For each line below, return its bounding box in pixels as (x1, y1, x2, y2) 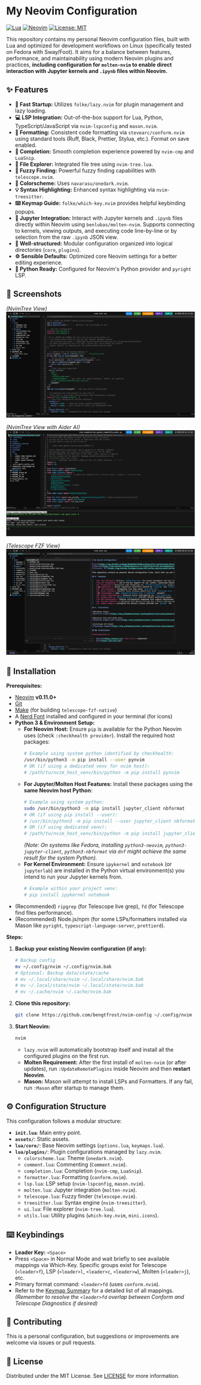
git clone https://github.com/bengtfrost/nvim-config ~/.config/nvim (14, 1012, 193, 1018)
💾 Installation (6, 666, 56, 676)
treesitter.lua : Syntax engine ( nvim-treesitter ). (23, 1199, 147, 1206)
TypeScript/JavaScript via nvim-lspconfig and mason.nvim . (14, 122, 159, 129)
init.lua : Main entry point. (14, 1129, 82, 1136)
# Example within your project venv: (23, 886, 118, 892)
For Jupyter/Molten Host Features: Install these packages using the (23, 780, 193, 788)
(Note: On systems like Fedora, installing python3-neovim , (23, 842, 165, 849)
